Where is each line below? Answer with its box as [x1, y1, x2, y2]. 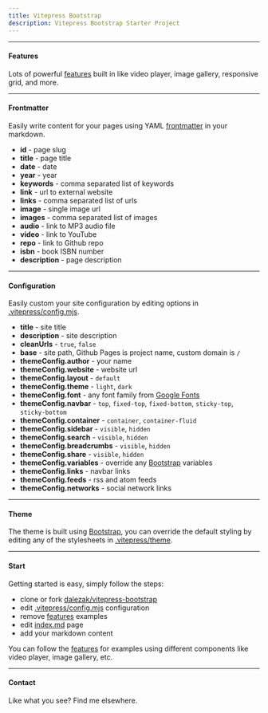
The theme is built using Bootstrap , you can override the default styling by [8, 527, 252, 537]
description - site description [19, 331, 117, 341]
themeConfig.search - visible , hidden [19, 432, 148, 443]
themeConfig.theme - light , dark [19, 382, 132, 392]
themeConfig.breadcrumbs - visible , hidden [19, 441, 171, 451]
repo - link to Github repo [19, 238, 104, 247]
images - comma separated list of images [19, 212, 158, 222]
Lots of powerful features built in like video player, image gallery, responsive [8, 69, 259, 78]
